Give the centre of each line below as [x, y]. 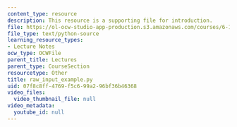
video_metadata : [31, 106]
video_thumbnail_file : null [55, 99]
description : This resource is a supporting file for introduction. [110, 20]
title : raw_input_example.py [50, 79]
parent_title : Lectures [42, 60]
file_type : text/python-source [53, 34]
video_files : [26, 92]
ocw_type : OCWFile [34, 54]
